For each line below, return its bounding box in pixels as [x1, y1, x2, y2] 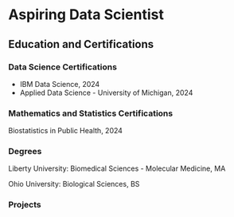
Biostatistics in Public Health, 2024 [8, 126, 123, 136]
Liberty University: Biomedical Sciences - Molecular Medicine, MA [8, 164, 226, 173]
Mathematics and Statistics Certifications [8, 108, 174, 119]
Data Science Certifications [8, 61, 118, 73]
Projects [8, 199, 41, 211]
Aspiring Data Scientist [8, 6, 165, 24]
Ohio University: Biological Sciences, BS [8, 180, 140, 189]
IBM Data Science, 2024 [19, 79, 100, 89]
